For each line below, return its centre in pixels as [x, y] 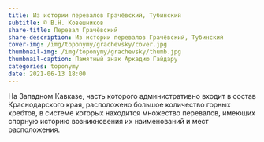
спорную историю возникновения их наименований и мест [108, 121]
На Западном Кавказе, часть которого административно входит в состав [132, 96]
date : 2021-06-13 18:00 [47, 74]
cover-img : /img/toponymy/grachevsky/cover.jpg [88, 45]
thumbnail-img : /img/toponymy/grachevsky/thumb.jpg [95, 52]
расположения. [34, 129]
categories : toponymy [44, 67]
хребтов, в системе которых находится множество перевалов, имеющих [132, 113]
